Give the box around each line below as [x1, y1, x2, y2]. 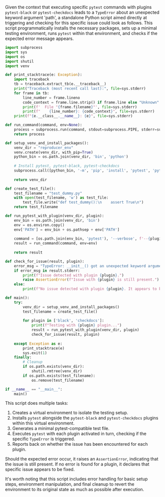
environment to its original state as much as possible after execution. [5, 487, 144, 493]
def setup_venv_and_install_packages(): [5, 141, 89, 145]
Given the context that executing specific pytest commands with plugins [5, 4, 152, 10]
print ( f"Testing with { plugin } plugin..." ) [31, 323, 122, 328]
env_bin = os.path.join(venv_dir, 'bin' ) [14, 218, 100, 223]
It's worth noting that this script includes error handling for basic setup [5, 476, 148, 482]
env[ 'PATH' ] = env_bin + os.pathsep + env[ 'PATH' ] [14, 227, 120, 232]
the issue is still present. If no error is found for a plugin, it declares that [5, 461, 150, 467]
